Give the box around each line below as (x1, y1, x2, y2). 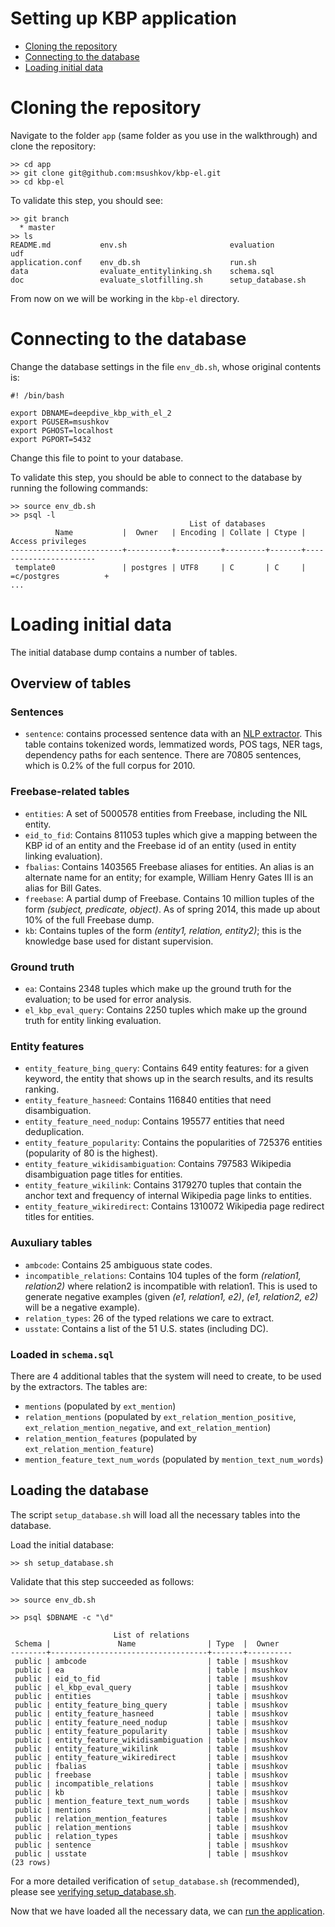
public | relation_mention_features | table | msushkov (14, 1813, 288, 1824)
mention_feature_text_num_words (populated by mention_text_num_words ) (24, 1453, 324, 1465)
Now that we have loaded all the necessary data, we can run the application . (10, 1905, 325, 1917)
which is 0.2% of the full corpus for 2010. (24, 760, 196, 772)
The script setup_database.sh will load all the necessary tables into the (10, 1508, 301, 1521)
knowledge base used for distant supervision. (24, 935, 214, 947)
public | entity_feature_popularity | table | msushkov (14, 1726, 288, 1736)
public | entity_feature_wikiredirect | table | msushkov (14, 1752, 288, 1762)
